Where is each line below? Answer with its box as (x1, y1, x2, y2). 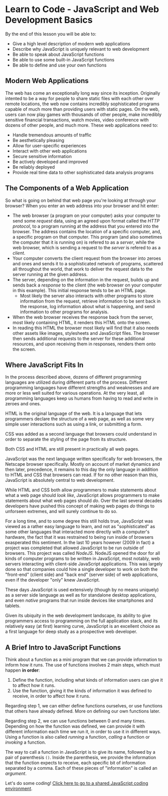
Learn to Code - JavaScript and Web (5, 4, 159, 15)
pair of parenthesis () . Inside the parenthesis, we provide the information (5, 754, 156, 761)
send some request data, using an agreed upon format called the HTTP (12, 218, 160, 224)
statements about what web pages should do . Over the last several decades (5, 497, 162, 504)
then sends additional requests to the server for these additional (12, 335, 145, 341)
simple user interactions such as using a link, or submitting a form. (5, 421, 142, 427)
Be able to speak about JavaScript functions (12, 51, 104, 57)
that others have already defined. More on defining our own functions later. (5, 708, 160, 714)
